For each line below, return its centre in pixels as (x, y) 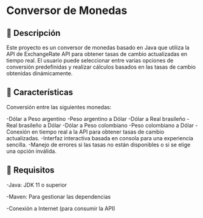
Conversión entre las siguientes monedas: (59, 107)
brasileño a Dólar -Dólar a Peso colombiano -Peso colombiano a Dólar (106, 125)
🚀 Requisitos (30, 170)
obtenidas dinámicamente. (40, 73)
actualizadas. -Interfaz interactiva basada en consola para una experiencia (100, 138)
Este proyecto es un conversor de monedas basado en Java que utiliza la (98, 47)
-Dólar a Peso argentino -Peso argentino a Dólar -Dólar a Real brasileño (96, 118)
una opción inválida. (31, 151)
